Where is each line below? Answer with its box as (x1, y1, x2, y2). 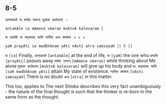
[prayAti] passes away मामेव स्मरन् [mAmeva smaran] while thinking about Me (5, 57, 156, 63)
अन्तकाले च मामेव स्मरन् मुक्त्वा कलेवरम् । (5, 17, 68, 22)
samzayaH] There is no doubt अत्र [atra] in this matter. (5, 73, 113, 79)
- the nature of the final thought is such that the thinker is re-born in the (5, 88, 152, 94)
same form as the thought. (5, 93, 60, 99)
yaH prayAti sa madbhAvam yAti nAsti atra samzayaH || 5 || (5, 43, 133, 48)
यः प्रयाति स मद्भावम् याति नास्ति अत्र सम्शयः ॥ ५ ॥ (5, 34, 85, 39)
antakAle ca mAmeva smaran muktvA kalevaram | (5, 26, 104, 31)
